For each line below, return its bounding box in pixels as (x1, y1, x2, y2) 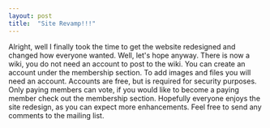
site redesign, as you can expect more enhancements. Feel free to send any (8, 102, 262, 112)
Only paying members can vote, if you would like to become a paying (8, 84, 239, 94)
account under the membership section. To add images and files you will (8, 67, 251, 77)
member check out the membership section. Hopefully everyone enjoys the (8, 93, 261, 103)
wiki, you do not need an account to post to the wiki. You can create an (8, 58, 246, 69)
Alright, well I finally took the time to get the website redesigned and (8, 41, 236, 51)
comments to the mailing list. (8, 110, 105, 120)
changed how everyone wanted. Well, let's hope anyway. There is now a (8, 50, 250, 60)
